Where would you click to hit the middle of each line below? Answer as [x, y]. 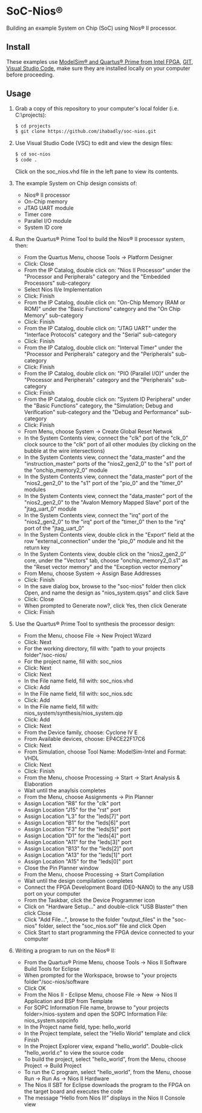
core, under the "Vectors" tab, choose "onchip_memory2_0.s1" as [106, 560]
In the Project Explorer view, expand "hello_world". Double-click [103, 1046]
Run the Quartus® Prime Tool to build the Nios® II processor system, [100, 239]
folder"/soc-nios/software [57, 982]
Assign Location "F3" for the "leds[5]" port [77, 829]
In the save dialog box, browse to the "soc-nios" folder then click [105, 587]
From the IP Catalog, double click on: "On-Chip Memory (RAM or [105, 302]
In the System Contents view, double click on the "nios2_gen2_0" [105, 554]
